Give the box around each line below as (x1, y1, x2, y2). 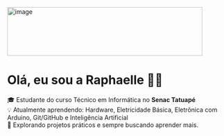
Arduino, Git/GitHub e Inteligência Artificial (7, 113, 128, 121)
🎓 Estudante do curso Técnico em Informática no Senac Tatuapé (7, 95, 196, 103)
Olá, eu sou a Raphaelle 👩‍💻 (7, 72, 163, 88)
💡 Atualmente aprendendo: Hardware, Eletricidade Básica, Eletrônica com (7, 105, 218, 114)
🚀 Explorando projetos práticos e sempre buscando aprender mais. (7, 121, 199, 129)
